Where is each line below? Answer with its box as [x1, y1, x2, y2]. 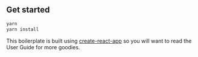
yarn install [6, 26, 39, 32]
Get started [6, 5, 50, 15]
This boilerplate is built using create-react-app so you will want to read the [6, 37, 192, 44]
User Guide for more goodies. [6, 43, 80, 50]
